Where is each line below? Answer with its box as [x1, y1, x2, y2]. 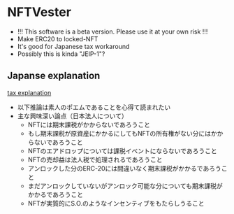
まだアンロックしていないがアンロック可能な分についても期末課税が [27, 181, 223, 190]
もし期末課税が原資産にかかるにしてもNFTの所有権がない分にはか [27, 129, 218, 137]
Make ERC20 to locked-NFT [17, 34, 98, 43]
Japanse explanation [7, 70, 101, 82]
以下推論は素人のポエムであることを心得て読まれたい [17, 103, 171, 111]
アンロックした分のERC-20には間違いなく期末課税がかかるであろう [27, 164, 221, 172]
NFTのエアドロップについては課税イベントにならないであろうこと [27, 146, 218, 155]
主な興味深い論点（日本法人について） [17, 111, 128, 120]
